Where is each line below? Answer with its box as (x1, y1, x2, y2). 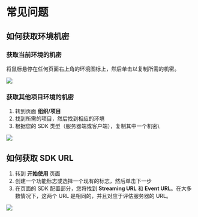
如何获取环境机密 (6, 31, 70, 41)
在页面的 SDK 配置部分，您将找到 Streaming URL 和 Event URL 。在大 (14, 185, 187, 192)
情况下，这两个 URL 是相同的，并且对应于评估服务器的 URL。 (20, 192, 172, 199)
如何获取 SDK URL (6, 153, 74, 163)
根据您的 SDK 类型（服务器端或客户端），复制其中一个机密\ (14, 123, 160, 130)
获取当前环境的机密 (6, 50, 62, 59)
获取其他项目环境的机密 (6, 93, 74, 101)
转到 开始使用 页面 (14, 170, 61, 177)
